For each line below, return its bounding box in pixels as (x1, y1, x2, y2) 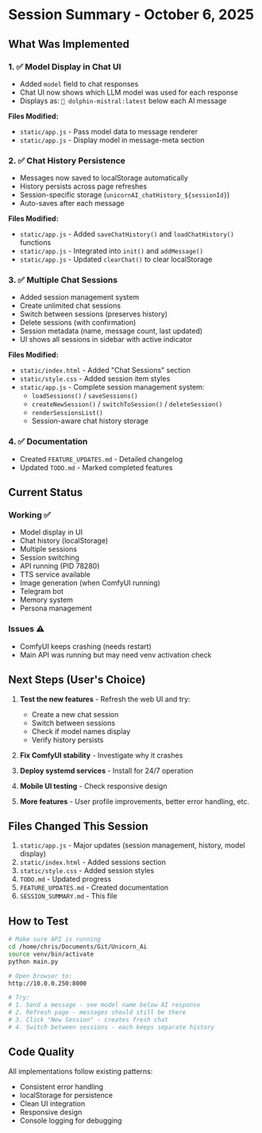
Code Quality (8, 1046, 75, 1059)
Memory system (19, 595, 74, 605)
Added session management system (19, 293, 140, 302)
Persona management (19, 603, 93, 613)
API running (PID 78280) (19, 561, 100, 571)
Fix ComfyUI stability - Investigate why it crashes (19, 750, 183, 760)
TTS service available (19, 570, 91, 580)
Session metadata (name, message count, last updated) (19, 326, 203, 336)
